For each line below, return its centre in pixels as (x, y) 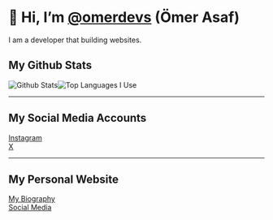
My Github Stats (50, 65)
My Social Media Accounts (78, 118)
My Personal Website (64, 179)
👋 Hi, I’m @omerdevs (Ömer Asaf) (124, 17)
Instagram (25, 137)
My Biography (32, 199)
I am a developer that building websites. (75, 40)
